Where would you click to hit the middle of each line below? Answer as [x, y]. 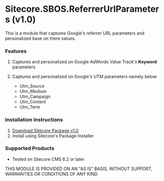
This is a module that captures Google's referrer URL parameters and [75, 33]
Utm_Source [32, 86]
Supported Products [30, 149]
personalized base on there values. [40, 38]
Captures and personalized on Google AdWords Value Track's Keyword [84, 62]
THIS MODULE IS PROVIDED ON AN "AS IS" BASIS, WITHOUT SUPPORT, [79, 169]
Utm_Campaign [35, 96]
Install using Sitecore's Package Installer [53, 136]
